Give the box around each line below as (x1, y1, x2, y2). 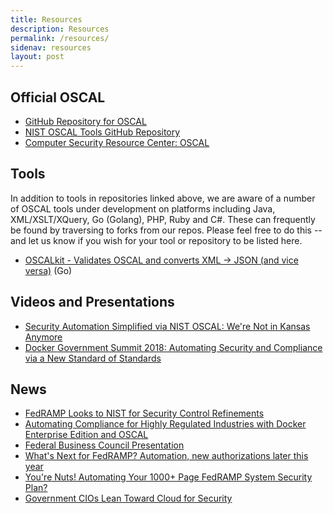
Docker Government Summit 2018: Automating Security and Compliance (24, 341, 323, 353)
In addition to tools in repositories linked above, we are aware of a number (10, 192, 316, 204)
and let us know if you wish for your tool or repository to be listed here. (10, 234, 303, 246)
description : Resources (10, 24, 110, 34)
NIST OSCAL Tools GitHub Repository (24, 126, 181, 138)
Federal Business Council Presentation (24, 439, 185, 451)
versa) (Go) (24, 264, 73, 276)
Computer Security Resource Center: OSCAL (24, 136, 210, 148)
